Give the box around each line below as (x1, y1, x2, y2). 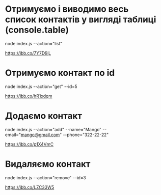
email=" (5, 132, 21, 138)
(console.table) (5, 25, 69, 35)
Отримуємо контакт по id (5, 67, 115, 79)
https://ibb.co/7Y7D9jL (5, 50, 51, 56)
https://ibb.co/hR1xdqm (5, 93, 53, 99)
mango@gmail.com (20, 132, 60, 138)
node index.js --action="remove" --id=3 (5, 174, 86, 180)
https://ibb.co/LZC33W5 (5, 184, 54, 190)
